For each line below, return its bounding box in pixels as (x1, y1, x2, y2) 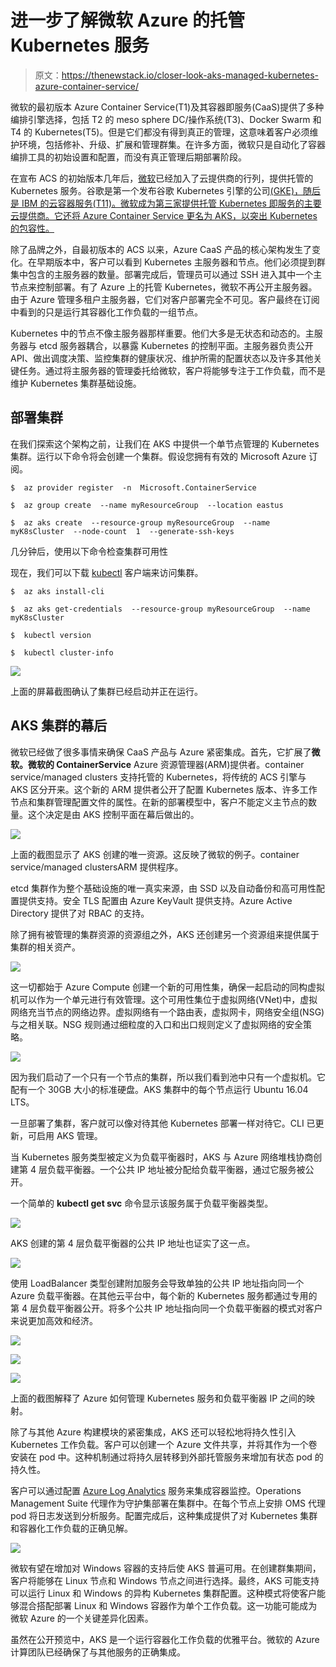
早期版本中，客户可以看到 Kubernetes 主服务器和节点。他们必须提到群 (36, 256, 326, 268)
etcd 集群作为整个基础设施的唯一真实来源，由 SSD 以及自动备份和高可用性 (10, 882, 317, 894)
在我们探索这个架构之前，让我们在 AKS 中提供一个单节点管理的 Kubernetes (10, 437, 320, 450)
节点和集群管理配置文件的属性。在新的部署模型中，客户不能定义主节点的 (10, 796, 308, 808)
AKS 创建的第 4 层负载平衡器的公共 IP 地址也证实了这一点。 (10, 1237, 256, 1249)
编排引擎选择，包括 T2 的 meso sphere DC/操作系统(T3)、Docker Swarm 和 (10, 113, 322, 125)
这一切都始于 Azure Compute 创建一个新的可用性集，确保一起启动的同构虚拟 (10, 981, 326, 993)
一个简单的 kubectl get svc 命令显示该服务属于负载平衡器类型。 (10, 1197, 274, 1209)
